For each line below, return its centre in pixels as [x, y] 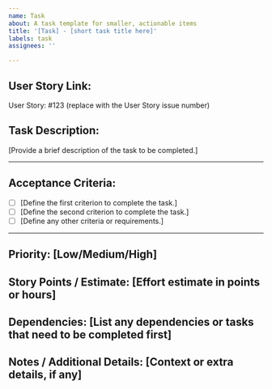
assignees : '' [32, 46]
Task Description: [54, 131]
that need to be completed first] [90, 334]
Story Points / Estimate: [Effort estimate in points [134, 282]
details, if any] [45, 375]
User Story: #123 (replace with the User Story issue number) [109, 105]
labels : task [30, 38]
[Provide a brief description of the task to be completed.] [103, 150]
